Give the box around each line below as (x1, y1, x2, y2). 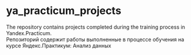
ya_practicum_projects (6, 4, 122, 18)
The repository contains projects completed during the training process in (6, 23, 186, 30)
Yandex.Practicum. (6, 29, 52, 36)
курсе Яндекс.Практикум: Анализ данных (6, 42, 111, 49)
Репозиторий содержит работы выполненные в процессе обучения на (6, 36, 185, 43)
